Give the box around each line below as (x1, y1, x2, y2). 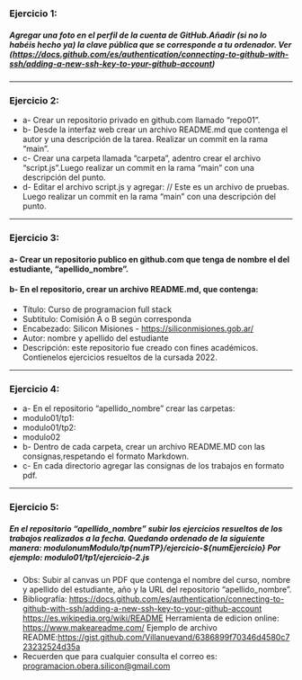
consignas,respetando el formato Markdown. (22, 451, 190, 461)
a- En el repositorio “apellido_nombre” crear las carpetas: (22, 403, 235, 414)
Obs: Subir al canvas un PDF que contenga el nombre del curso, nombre (22, 575, 290, 586)
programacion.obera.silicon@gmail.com (22, 660, 171, 672)
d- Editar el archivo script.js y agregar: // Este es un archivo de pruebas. (22, 182, 289, 192)
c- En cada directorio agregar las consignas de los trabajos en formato (22, 461, 285, 471)
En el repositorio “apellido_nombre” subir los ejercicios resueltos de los (9, 523, 283, 533)
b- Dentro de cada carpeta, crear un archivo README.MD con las (22, 442, 265, 452)
